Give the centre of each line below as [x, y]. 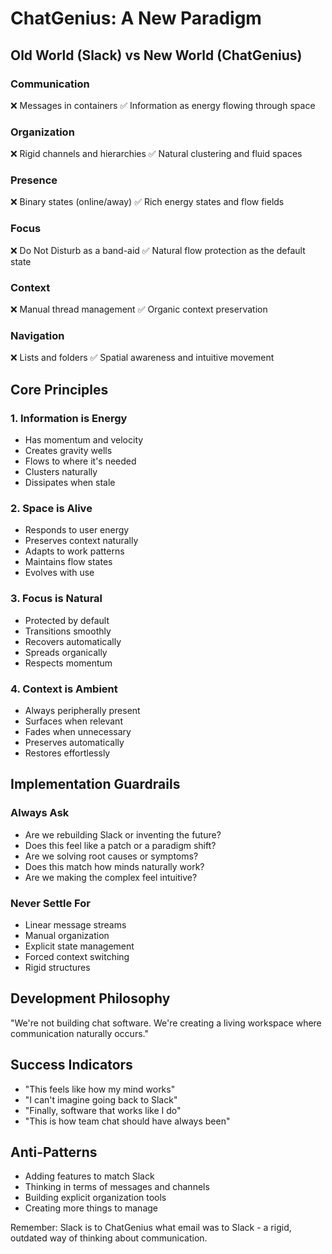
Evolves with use [59, 573]
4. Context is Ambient [64, 689]
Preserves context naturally [81, 541]
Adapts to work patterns [74, 551]
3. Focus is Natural [56, 599]
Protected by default [67, 620]
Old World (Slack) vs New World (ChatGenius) [156, 55]
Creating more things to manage [91, 1208]
